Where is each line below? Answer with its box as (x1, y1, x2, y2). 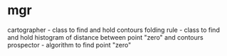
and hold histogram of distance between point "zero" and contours (7, 33, 204, 41)
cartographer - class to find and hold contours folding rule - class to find (7, 26, 221, 34)
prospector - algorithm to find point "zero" (7, 40, 132, 49)
